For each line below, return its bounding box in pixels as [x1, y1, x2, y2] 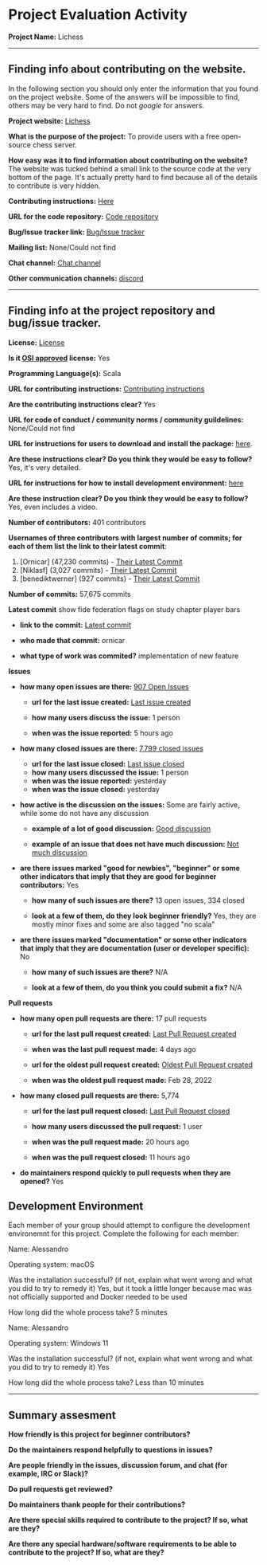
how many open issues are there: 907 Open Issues [19, 681, 189, 691]
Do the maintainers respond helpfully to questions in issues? [8, 1445, 213, 1455]
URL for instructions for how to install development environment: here [8, 478, 244, 488]
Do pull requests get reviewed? [8, 1485, 114, 1494]
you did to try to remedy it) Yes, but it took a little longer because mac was [8, 1284, 252, 1293]
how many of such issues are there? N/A [31, 967, 168, 977]
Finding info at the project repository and [8, 304, 215, 318]
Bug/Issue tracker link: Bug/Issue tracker [8, 227, 145, 237]
